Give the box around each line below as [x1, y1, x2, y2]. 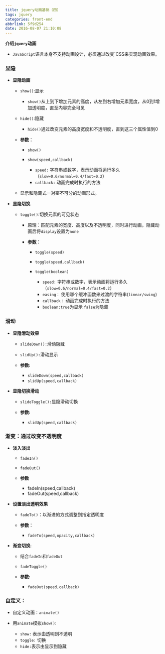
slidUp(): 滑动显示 [20, 351, 59, 357]
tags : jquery [5, 12, 33, 17]
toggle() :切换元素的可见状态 [20, 211, 79, 217]
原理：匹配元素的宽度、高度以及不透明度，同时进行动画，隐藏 [27, 222, 155, 228]
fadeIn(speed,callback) [27, 485, 76, 491]
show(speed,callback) [27, 158, 73, 163]
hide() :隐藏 [20, 115, 44, 121]
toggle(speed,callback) [35, 259, 85, 265]
